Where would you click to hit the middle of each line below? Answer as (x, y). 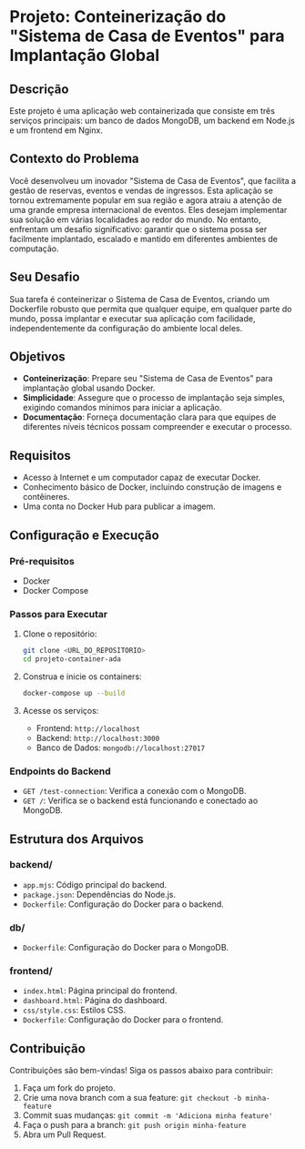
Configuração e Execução (84, 535)
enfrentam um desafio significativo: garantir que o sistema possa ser (138, 229)
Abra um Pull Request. (64, 1134)
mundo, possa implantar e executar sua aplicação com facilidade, (132, 318)
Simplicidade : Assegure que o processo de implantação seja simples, (153, 398)
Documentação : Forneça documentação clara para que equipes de (149, 417)
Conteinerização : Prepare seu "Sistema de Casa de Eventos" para (147, 379)
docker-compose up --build (74, 693)
